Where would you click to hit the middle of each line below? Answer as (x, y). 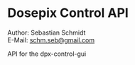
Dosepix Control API (68, 13)
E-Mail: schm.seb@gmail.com (51, 40)
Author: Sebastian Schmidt (47, 32)
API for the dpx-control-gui (47, 54)
